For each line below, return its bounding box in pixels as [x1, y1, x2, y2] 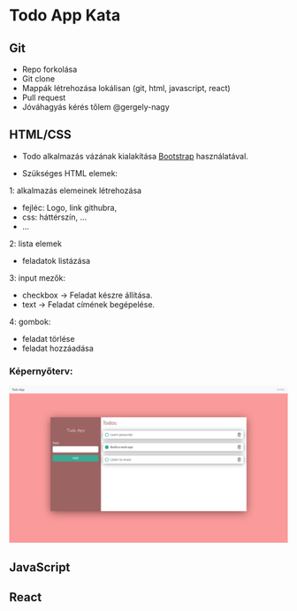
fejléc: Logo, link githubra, [21, 202, 118, 213]
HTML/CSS [9, 128, 72, 143]
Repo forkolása [21, 64, 78, 74]
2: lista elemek [9, 238, 62, 249]
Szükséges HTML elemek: [21, 167, 118, 178]
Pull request [21, 92, 66, 103]
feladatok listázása [21, 255, 91, 266]
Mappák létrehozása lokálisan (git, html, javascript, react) [21, 83, 232, 93]
